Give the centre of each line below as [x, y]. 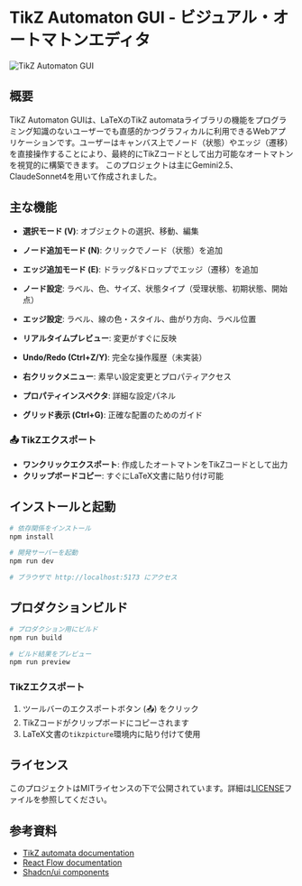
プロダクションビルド [69, 608]
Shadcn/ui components [66, 872]
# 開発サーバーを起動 [44, 553]
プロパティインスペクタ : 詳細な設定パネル [99, 395]
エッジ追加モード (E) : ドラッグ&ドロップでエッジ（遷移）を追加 [140, 269]
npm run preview [40, 662]
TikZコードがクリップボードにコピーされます [105, 723]
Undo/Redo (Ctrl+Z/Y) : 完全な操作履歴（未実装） [114, 357]
